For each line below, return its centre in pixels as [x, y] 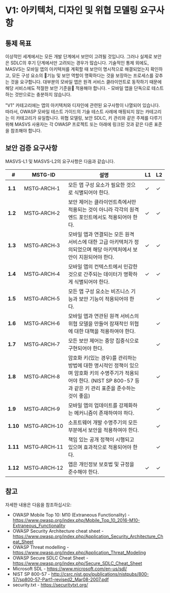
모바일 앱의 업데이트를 [93, 405]
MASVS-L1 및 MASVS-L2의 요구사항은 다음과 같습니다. [60, 161]
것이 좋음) [79, 396]
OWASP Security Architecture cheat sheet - [58, 531]
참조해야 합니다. [26, 131]
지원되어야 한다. [97, 257]
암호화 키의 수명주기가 [99, 373]
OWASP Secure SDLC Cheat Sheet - [50, 558]
